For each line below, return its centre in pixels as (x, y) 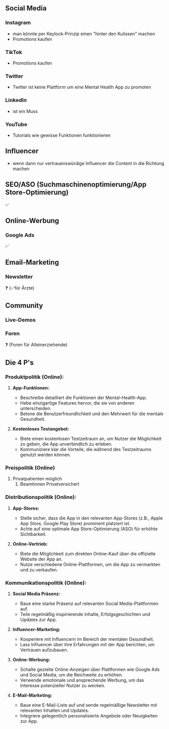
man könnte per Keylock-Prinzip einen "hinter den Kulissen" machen (84, 34)
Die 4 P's (19, 362)
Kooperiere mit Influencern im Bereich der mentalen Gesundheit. (87, 639)
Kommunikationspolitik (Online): (46, 583)
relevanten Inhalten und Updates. (54, 710)
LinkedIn (16, 100)
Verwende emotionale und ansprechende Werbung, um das (82, 680)
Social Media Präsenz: (36, 594)
